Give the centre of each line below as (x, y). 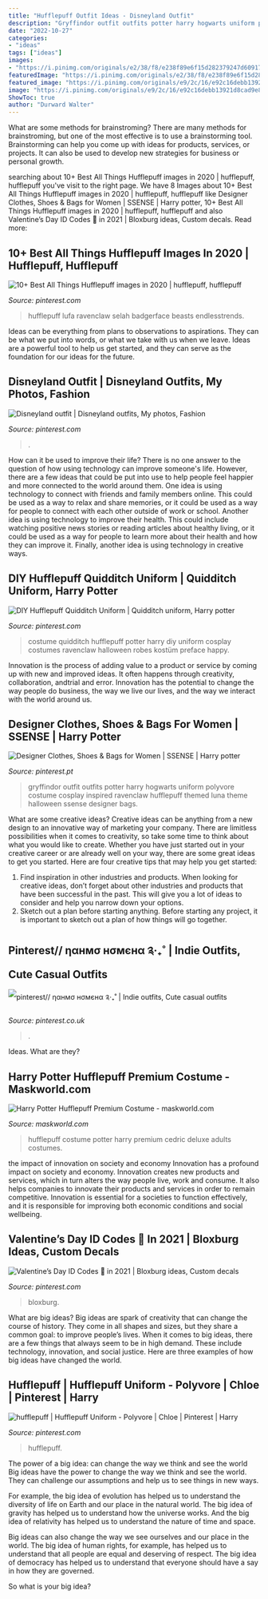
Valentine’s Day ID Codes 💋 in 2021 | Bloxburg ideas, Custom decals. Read (130, 220)
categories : (28, 38)
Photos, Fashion (49, 394)
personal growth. (36, 161)
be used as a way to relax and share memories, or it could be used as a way (133, 502)
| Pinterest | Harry (54, 1398)
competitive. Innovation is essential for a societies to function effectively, (128, 1197)
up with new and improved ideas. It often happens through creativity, (122, 674)
